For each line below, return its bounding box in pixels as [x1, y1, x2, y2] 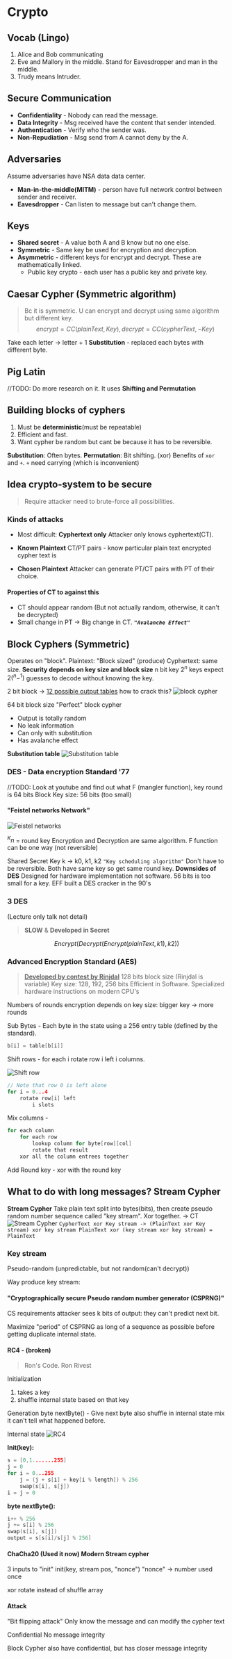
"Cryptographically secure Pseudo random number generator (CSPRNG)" [7, 1293, 224, 1302]
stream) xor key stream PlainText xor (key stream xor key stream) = [7, 1226, 213, 1234]
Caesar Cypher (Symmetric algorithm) [7, 288, 177, 300]
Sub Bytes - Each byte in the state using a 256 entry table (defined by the [7, 1022, 218, 1030]
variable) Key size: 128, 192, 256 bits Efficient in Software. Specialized [24, 980, 224, 988]
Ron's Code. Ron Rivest [24, 1362, 92, 1370]
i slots [32, 1101, 54, 1109]
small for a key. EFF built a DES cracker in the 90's [7, 879, 151, 888]
